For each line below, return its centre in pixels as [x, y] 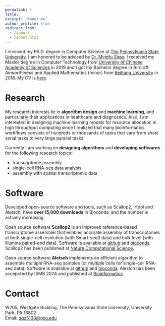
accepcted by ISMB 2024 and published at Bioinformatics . [65, 273]
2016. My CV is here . [26, 78]
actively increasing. [25, 217]
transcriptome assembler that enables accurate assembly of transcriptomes [82, 232]
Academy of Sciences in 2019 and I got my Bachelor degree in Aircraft [77, 67]
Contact [22, 293]
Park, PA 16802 [21, 313]
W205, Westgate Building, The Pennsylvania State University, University [79, 307]
